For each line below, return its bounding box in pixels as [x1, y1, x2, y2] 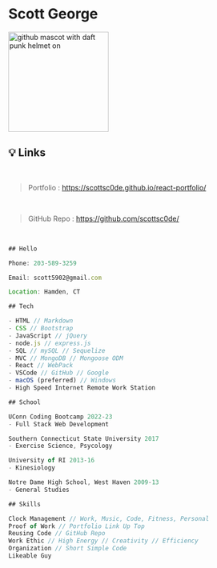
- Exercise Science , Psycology [8, 442, 113, 450]
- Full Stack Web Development [8, 420, 110, 428]
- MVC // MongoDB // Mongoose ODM [8, 354, 124, 362]
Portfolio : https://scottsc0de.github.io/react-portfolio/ [27, 182, 207, 192]
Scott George [8, 5, 98, 23]
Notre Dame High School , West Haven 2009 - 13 [8, 478, 159, 486]
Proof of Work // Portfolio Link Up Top [8, 522, 146, 530]
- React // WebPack [8, 362, 74, 370]
